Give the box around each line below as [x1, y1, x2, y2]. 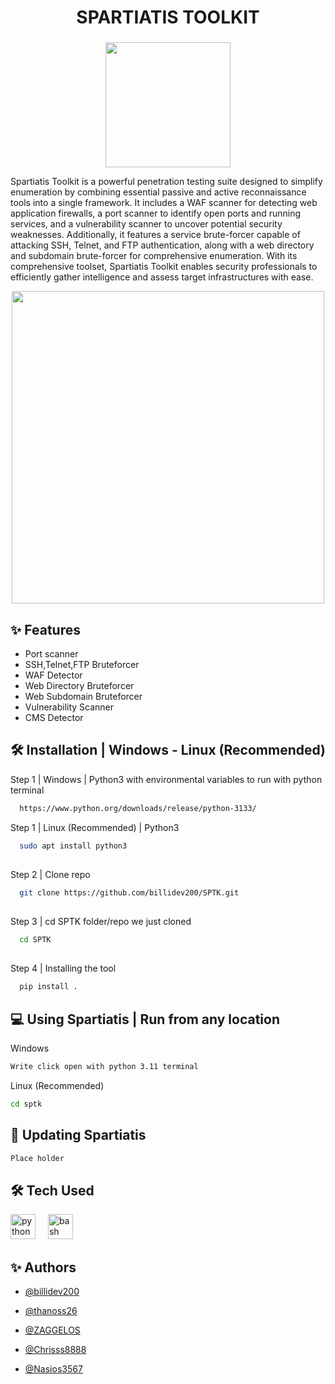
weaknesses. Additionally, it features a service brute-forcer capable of [10, 229, 301, 241]
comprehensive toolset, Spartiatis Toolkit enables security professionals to [10, 261, 318, 273]
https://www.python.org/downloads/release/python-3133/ [19, 803, 257, 813]
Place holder [10, 1153, 65, 1163]
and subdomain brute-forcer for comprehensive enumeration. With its [10, 250, 298, 262]
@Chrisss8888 [24, 1344, 87, 1356]
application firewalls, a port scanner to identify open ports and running [10, 207, 302, 220]
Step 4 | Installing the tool [10, 962, 117, 975]
